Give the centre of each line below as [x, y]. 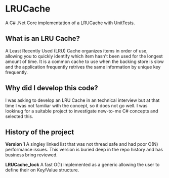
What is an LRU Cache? [43, 39]
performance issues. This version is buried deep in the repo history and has [84, 150]
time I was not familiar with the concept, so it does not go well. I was [76, 105]
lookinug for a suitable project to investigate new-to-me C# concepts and [82, 111]
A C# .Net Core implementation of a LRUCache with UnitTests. [70, 23]
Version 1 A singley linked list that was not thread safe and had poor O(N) [82, 144]
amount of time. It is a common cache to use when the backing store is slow [85, 62]
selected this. [19, 116]
